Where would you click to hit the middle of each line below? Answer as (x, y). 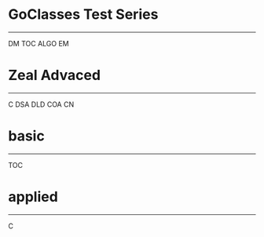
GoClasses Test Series (83, 15)
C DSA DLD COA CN (41, 104)
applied (33, 197)
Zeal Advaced (54, 75)
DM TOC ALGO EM (38, 43)
